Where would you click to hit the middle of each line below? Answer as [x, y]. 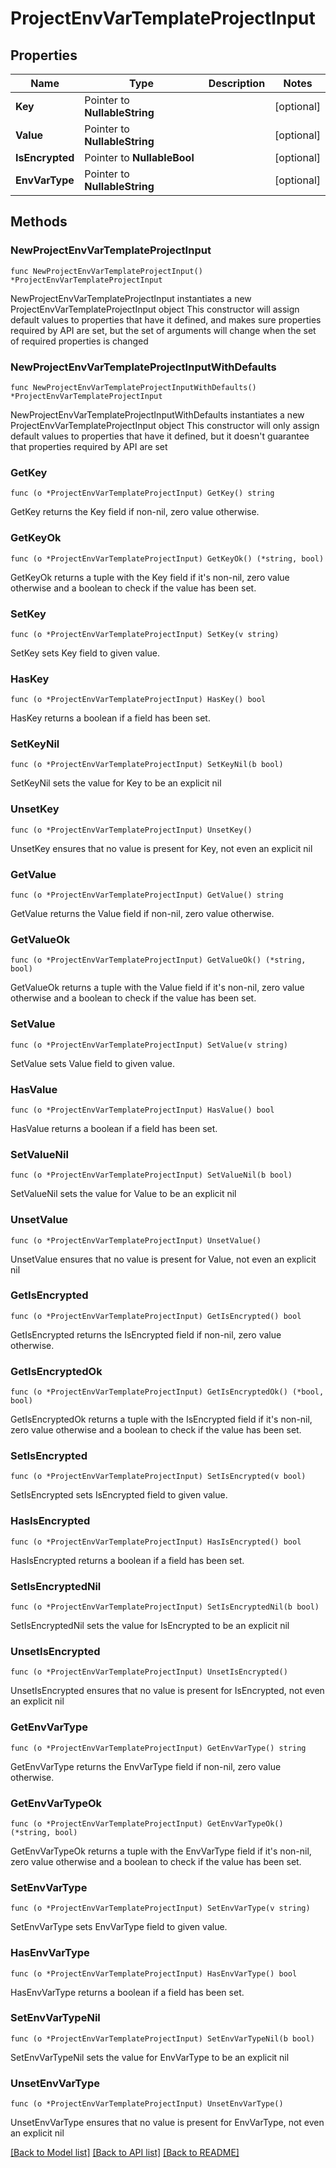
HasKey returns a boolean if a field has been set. [110, 718]
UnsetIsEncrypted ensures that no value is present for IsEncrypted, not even [167, 1691]
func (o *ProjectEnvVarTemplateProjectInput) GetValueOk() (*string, [158, 960]
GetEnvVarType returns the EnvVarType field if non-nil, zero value [146, 1766]
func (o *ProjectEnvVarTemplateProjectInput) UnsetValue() [136, 1240]
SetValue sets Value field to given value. [92, 1063]
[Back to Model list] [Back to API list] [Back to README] [125, 2153]
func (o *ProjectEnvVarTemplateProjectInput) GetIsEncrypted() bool [156, 1316]
